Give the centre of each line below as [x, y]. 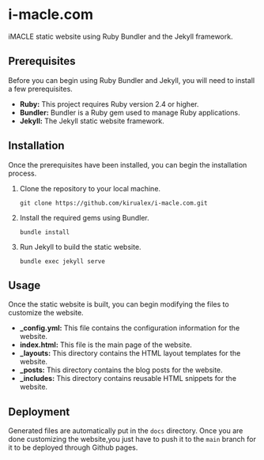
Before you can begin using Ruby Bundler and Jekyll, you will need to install [132, 80]
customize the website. [46, 313]
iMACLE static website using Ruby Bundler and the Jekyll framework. [121, 36]
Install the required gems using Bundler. [85, 217]
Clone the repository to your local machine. [90, 188]
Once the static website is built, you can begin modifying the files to [119, 304]
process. [23, 173]
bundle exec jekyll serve [62, 261]
